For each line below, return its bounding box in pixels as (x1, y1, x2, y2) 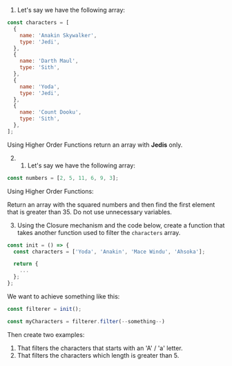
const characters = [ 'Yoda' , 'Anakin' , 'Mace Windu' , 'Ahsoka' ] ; (13, 248, 206, 255)
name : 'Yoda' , (19, 83, 60, 90)
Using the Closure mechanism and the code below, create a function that (17, 221, 225, 230)
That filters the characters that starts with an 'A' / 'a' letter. (17, 344, 183, 352)
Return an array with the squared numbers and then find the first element (7, 200, 215, 209)
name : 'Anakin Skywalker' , (19, 32, 97, 39)
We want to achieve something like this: (7, 292, 120, 301)
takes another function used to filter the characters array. (17, 228, 181, 236)
